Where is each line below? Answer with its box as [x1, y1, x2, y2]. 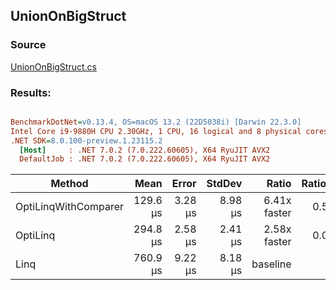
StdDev [206, 177, 243, 191]
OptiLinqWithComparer [15, 200, 124, 214]
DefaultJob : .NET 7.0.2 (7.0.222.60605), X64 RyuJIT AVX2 [19, 154, 271, 164]
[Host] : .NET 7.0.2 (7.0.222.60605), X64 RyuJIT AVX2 [19, 145, 271, 155]
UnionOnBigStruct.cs [10, 60, 97, 73]
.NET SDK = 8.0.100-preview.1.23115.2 [10, 135, 163, 146]
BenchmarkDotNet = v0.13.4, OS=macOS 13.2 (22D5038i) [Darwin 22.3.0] [10, 117, 302, 127]
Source [10, 38, 47, 52]
